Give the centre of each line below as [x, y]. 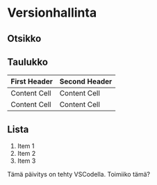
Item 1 [26, 146]
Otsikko [24, 39]
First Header [32, 81]
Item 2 [26, 154]
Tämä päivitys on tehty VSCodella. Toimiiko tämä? [79, 175]
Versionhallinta [52, 13]
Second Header [86, 81]
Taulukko [28, 62]
